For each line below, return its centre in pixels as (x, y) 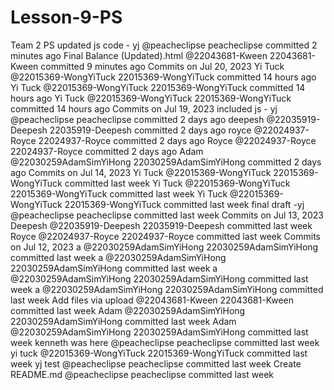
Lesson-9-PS (66, 17)
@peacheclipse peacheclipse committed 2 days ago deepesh (137, 119)
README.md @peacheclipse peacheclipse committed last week (142, 374)
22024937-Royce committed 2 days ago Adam (107, 151)
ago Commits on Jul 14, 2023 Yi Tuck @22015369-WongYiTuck (141, 172)
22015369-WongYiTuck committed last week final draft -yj (184, 204)
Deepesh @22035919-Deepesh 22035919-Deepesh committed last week (161, 225)
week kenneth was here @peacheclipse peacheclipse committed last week (165, 342)
